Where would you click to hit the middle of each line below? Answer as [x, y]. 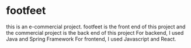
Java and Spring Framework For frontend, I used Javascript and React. [91, 39]
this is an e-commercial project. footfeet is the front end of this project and [96, 27]
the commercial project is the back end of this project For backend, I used [95, 32]
